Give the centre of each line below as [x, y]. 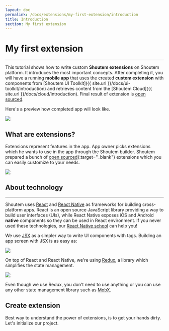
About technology [34, 188]
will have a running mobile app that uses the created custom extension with [84, 78]
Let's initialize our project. [32, 323]
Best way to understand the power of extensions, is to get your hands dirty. [83, 317]
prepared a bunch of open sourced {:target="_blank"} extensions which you [83, 157]
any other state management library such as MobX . [58, 290]
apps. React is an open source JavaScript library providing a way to [94, 209]
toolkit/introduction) [26, 89]
